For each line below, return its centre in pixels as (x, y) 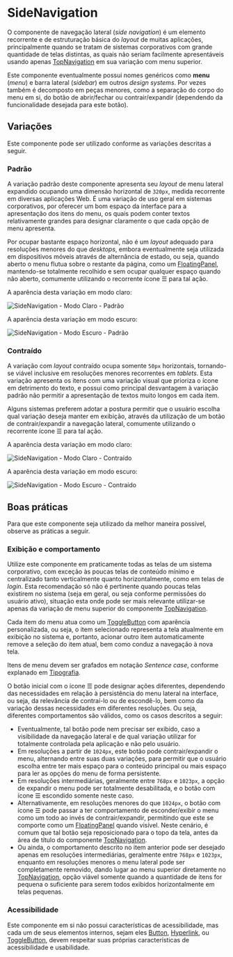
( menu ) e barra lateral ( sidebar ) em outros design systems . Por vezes (107, 82)
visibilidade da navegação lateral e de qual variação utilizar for (107, 736)
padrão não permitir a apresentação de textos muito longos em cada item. (113, 395)
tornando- (212, 366)
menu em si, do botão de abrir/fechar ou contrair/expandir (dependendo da (115, 97)
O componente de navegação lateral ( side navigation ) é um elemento (107, 32)
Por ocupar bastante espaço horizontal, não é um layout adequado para (110, 242)
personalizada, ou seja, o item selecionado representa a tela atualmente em (115, 630)
